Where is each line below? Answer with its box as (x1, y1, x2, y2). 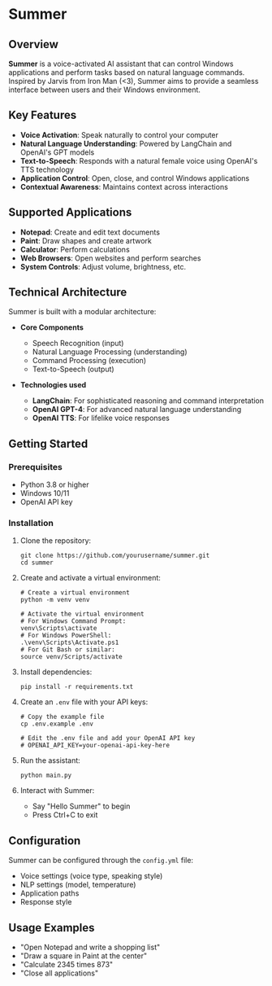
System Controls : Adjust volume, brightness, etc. (19, 261, 187, 271)
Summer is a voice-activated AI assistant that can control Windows (8, 59, 234, 68)
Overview (8, 37, 59, 51)
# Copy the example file (19, 713, 105, 721)
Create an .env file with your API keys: (19, 697, 149, 707)
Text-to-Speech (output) (32, 364, 115, 375)
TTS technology (19, 164, 75, 174)
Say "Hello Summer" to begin (32, 801, 131, 811)
